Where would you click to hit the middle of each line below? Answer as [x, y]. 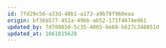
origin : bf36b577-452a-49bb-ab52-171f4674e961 [77, 20]
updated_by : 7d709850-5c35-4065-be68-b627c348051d [83, 27]
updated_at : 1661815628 [42, 34]
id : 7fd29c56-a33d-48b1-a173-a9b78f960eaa [71, 14]
